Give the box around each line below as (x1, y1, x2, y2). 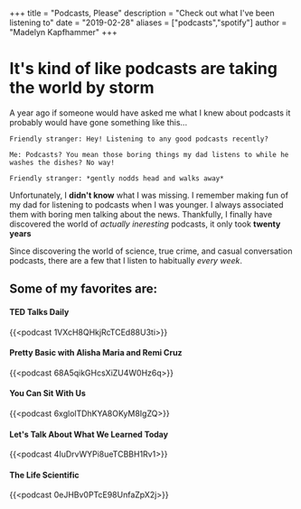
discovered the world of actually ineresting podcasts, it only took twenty (9, 218, 281, 229)
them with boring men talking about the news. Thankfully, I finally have (9, 208, 273, 219)
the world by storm (9, 78, 155, 98)
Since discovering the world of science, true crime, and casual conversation (9, 245, 293, 256)
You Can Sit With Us (9, 388, 86, 399)
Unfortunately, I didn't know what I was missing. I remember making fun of (9, 190, 289, 200)
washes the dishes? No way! (9, 158, 116, 167)
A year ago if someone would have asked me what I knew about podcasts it (9, 107, 291, 118)
